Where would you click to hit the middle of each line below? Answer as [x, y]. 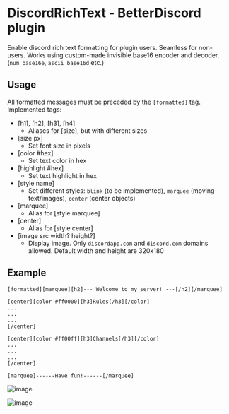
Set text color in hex [57, 160]
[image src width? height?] [56, 235]
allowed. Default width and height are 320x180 [96, 250]
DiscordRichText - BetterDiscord [104, 13]
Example [27, 273]
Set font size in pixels [59, 146]
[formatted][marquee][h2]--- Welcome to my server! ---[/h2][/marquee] [115, 289]
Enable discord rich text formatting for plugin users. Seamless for [102, 47]
